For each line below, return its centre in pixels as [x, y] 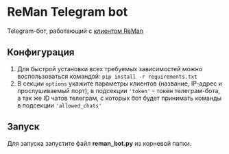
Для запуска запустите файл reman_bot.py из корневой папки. [99, 143]
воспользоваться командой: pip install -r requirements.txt [107, 76]
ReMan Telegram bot [68, 12]
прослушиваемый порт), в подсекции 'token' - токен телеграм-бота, [119, 90]
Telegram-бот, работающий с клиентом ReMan [75, 31]
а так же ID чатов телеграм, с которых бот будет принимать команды [119, 98]
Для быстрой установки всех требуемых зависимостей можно [110, 68]
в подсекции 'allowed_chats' [59, 105]
